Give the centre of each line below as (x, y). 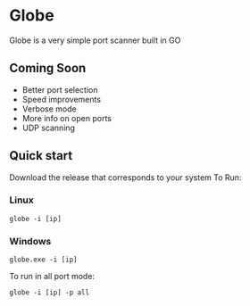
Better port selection (60, 89)
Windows (30, 241)
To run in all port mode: (52, 277)
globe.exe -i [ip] (43, 260)
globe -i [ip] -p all (50, 293)
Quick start (41, 156)
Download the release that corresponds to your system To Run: (125, 177)
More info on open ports (67, 118)
